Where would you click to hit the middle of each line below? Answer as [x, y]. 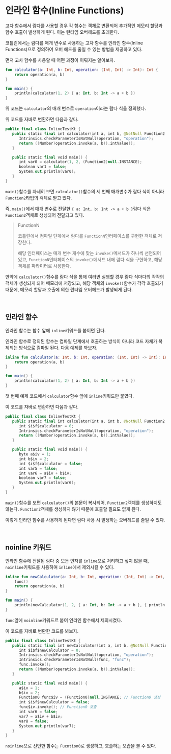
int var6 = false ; [38, 712]
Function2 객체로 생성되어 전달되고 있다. [45, 215]
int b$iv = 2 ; [34, 459]
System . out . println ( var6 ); [47, 483]
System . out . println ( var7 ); [47, 726]
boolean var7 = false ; [43, 478]
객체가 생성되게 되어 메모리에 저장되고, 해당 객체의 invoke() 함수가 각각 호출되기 [84, 283]
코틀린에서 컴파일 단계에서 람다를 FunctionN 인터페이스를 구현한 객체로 [87, 236]
